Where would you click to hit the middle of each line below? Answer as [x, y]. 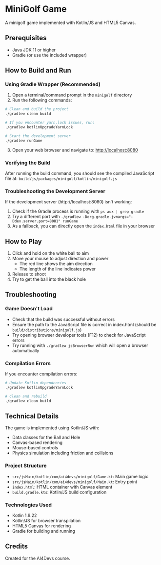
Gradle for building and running [44, 531]
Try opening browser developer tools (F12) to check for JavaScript [79, 335]
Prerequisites [26, 38]
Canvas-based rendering [37, 442]
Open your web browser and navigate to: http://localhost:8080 [75, 150]
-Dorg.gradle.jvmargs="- [108, 217]
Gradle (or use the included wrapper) [49, 55]
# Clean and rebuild [26, 396]
